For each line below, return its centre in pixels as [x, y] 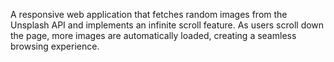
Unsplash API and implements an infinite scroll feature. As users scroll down [167, 25]
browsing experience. [55, 46]
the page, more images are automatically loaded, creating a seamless [153, 35]
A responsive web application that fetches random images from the [149, 14]
